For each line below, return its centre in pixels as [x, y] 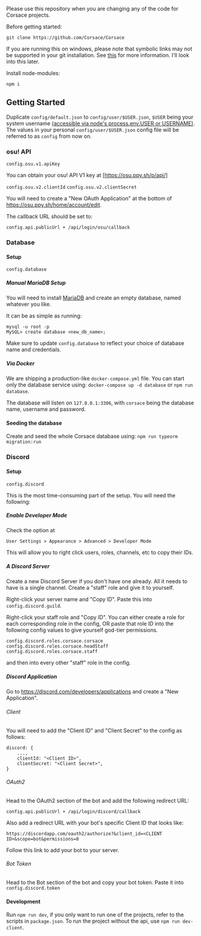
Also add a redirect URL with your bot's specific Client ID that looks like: [95, 823]
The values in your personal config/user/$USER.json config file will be [93, 130]
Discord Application [32, 677]
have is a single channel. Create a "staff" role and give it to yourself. [90, 588]
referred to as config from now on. [49, 136]
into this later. [23, 61]
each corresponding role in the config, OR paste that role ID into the [90, 624]
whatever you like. [29, 304]
